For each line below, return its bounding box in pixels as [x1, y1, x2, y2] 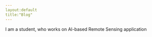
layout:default [5, 7, 37, 13]
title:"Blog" [5, 12, 33, 17]
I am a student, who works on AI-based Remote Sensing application [5, 26, 147, 32]
